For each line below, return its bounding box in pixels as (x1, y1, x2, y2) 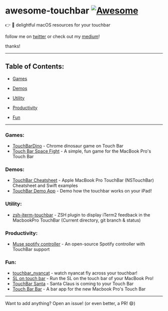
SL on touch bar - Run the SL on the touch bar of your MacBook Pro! (12, 275, 154, 281)
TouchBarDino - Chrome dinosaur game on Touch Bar (12, 143, 123, 149)
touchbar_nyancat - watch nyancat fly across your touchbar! (12, 270, 137, 276)
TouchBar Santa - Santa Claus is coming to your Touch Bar (12, 280, 134, 287)
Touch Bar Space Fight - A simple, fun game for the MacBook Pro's (12, 148, 151, 154)
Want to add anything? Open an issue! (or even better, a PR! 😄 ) (5, 300, 136, 306)
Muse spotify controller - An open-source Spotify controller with (12, 240, 145, 247)
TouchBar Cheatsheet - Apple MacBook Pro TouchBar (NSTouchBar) (12, 177, 154, 183)
